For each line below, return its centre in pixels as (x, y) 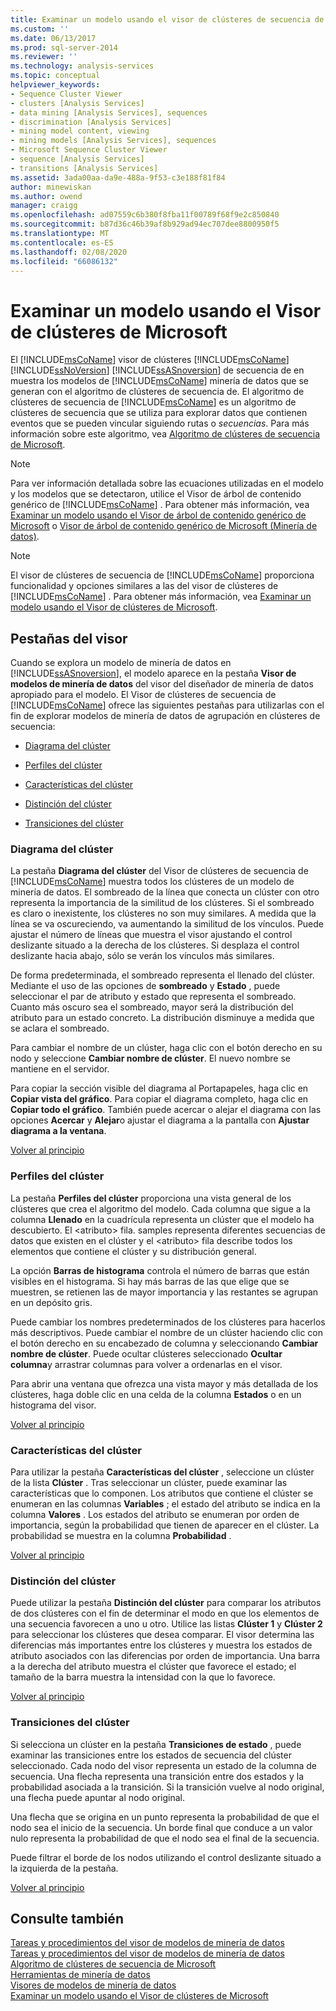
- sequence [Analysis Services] (77, 159)
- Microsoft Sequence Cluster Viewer (89, 150)
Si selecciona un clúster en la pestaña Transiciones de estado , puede (156, 1744)
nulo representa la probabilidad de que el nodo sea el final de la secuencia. (165, 1838)
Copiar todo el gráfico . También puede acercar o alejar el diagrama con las (166, 1110)
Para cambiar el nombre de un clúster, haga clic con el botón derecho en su (166, 1048)
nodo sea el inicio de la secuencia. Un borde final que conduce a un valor (161, 1827)
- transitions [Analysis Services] (84, 168)
